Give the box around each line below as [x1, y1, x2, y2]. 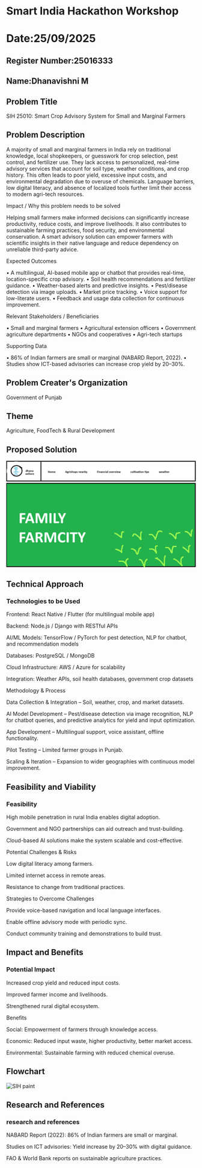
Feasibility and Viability [6, 781, 96, 792]
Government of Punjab [6, 394, 63, 401]
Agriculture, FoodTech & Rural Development [6, 427, 115, 434]
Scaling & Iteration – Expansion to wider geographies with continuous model [6, 758, 195, 765]
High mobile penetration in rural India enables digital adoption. [6, 813, 161, 821]
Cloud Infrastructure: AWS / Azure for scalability [6, 664, 126, 671]
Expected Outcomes [6, 257, 57, 264]
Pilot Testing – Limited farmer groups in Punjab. [6, 747, 124, 754]
